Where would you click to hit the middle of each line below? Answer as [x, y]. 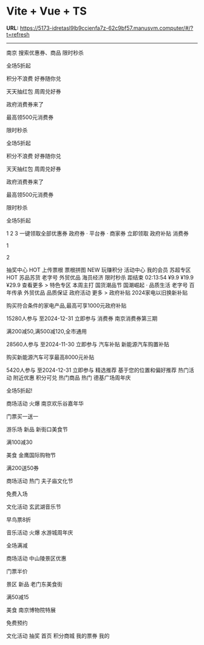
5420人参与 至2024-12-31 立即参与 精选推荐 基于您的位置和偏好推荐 [92, 370]
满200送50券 [23, 468]
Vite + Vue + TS [46, 11]
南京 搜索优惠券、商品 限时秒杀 [45, 52]
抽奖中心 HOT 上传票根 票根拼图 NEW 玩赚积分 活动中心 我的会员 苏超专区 [99, 270]
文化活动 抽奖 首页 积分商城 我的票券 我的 [58, 635]
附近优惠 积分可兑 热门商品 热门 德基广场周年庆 [72, 377]
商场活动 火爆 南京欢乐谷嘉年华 [45, 403]
